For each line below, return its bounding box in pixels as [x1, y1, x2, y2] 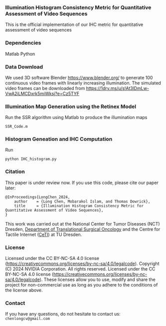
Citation [5, 168, 25, 175]
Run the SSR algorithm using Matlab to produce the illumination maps [5, 114, 148, 120]
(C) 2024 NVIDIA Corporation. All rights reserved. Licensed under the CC [5, 266, 156, 272]
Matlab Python [5, 50, 35, 56]
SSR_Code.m [5, 124, 28, 129]
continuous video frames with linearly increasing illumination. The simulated [5, 79, 161, 86]
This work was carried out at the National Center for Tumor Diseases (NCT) [5, 220, 161, 226]
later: [5, 184, 16, 191]
